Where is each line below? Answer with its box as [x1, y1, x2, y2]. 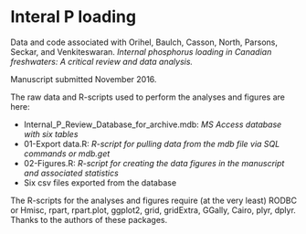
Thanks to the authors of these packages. [10, 214, 168, 225]
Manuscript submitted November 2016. [10, 73, 157, 84]
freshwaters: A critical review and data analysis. [10, 56, 194, 67]
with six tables [23, 128, 79, 139]
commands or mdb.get [23, 148, 111, 159]
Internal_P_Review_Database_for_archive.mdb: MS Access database [23, 119, 282, 130]
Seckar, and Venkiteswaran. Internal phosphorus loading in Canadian [10, 46, 272, 57]
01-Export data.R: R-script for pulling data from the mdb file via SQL [23, 138, 280, 149]
